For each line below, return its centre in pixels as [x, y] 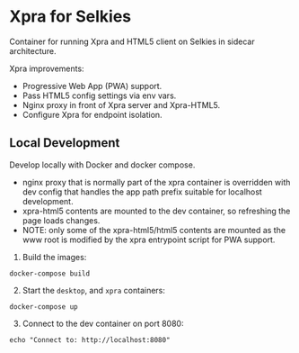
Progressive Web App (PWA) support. [92, 86]
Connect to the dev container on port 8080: [103, 323]
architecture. [33, 50]
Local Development [65, 143]
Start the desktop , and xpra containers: [94, 290]
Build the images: [54, 257]
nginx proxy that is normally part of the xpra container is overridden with [156, 182]
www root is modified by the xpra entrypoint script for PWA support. [149, 240]
